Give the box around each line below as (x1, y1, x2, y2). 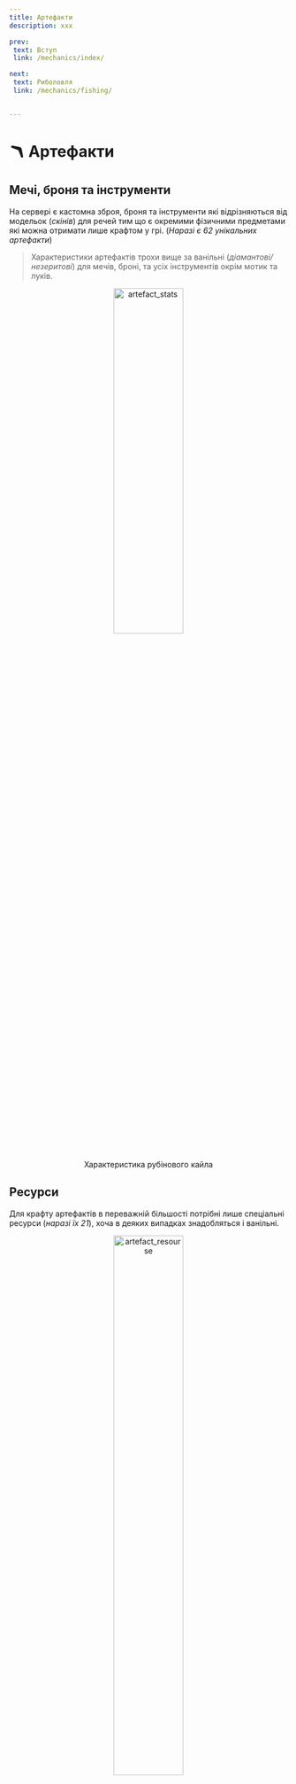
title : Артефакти (9, 12, 73, 22)
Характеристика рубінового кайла (83, 1159, 214, 1169)
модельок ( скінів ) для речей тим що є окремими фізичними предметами (9, 215, 285, 226)
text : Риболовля (12, 78, 73, 87)
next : (9, 70, 29, 79)
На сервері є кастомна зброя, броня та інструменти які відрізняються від (9, 206, 288, 217)
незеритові (30, 260, 72, 271)
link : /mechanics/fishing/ (12, 86, 113, 95)
